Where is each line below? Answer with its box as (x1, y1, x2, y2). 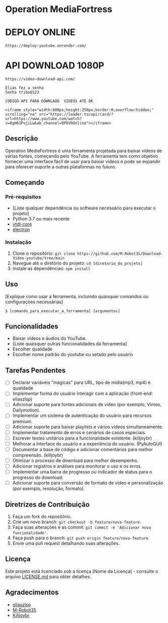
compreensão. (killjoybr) (12, 452, 63, 458)
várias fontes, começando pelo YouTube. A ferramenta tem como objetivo (5, 153, 158, 159)
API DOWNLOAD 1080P (5, 60, 105, 72)
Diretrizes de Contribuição (5, 500, 90, 509)
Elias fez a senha (5, 86, 44, 91)
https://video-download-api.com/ (5, 77, 75, 82)
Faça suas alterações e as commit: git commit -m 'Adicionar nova (12, 524, 151, 530)
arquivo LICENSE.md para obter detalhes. (5, 573, 92, 580)
